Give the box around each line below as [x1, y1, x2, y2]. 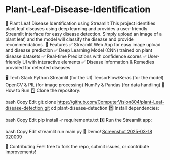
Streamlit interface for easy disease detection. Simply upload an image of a [5, 31, 162, 37]
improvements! [5, 149, 36, 155]
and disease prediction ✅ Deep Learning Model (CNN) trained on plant [5, 47, 153, 54]
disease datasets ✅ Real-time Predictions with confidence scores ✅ [5, 53, 147, 59]
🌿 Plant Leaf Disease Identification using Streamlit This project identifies [5, 20, 156, 26]
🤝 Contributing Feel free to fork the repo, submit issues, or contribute [5, 143, 149, 149]
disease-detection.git [5, 104, 50, 111]
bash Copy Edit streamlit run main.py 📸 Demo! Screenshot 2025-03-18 [5, 128, 153, 134]
